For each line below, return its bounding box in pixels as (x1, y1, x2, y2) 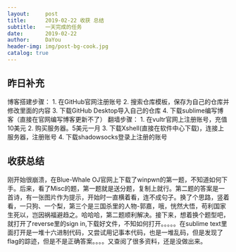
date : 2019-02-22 (7, 30, 77, 37)
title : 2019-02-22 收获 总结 (7, 17, 104, 24)
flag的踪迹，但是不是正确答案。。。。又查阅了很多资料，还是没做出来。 (7, 237, 207, 245)
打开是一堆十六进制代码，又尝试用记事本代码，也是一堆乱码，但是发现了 (13, 228, 223, 237)
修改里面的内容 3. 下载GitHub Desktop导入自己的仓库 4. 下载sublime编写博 (7, 106, 224, 115)
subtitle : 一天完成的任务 (7, 23, 82, 30)
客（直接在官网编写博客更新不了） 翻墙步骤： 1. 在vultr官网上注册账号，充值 (7, 115, 228, 123)
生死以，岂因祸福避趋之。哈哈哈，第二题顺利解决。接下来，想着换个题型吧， (7, 210, 230, 219)
